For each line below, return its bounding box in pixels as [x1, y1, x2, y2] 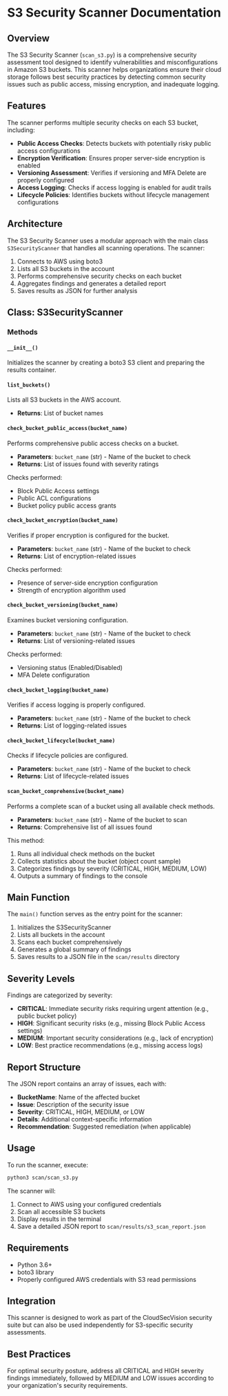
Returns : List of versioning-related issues [17, 636, 136, 644]
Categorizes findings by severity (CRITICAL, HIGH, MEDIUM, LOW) [17, 864, 207, 873]
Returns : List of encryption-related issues [17, 552, 136, 560]
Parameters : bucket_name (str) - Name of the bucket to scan [17, 815, 187, 823]
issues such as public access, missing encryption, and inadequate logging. [7, 80, 220, 88]
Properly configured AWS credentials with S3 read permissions [17, 1275, 196, 1283]
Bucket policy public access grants [17, 501, 117, 510]
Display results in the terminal [17, 1215, 102, 1223]
